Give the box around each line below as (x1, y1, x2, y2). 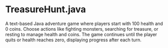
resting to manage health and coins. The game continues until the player (5, 31, 157, 37)
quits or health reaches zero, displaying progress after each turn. (5, 37, 142, 43)
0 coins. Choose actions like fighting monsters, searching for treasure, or (5, 26, 159, 32)
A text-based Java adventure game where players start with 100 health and (5, 20, 163, 27)
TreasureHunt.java (5, 4, 87, 15)
